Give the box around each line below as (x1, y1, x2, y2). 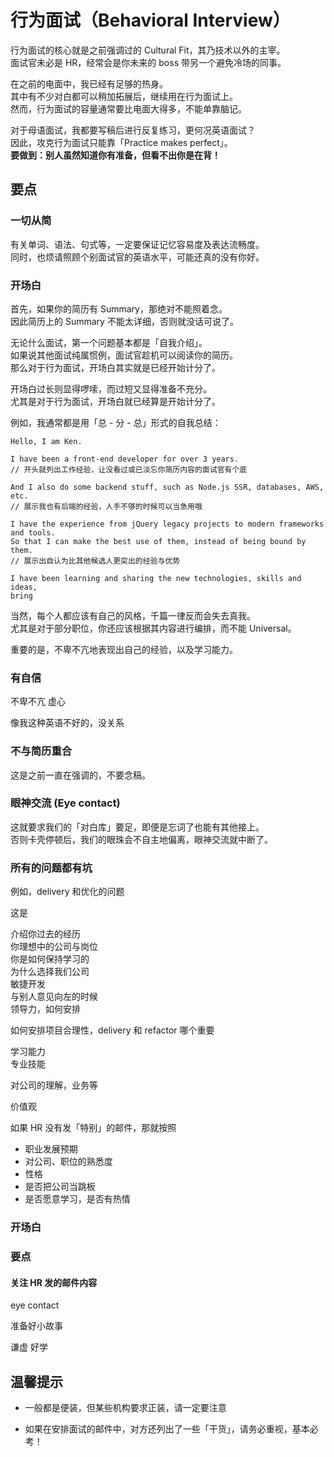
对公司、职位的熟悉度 (24, 1156, 113, 1168)
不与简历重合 (10, 744, 73, 758)
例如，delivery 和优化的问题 (10, 886, 125, 898)
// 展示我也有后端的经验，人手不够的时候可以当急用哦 (10, 501, 203, 511)
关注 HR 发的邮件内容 (10, 1276, 98, 1288)
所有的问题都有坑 (10, 861, 93, 875)
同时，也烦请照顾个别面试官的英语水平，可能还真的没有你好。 (10, 251, 265, 263)
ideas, (10, 582, 38, 592)
